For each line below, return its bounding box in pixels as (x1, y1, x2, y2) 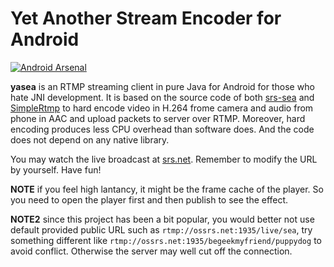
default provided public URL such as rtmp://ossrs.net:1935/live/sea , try (10, 223, 313, 236)
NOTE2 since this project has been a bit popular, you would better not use (10, 213, 315, 225)
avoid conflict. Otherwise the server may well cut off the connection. (10, 245, 293, 257)
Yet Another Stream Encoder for (10, 7, 282, 30)
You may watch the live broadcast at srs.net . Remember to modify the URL (10, 153, 318, 165)
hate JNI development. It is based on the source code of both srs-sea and (10, 91, 315, 103)
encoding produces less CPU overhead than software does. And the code (10, 123, 315, 135)
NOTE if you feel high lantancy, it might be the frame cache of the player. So (10, 183, 324, 195)
